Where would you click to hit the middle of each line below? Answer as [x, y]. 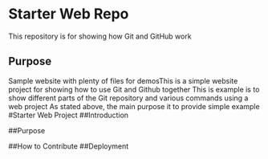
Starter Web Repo [69, 14]
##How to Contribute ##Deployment [69, 146]
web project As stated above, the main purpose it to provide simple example [134, 106]
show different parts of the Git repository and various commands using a [128, 98]
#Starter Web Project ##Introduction [69, 115]
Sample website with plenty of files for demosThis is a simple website [123, 80]
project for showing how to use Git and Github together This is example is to [134, 89]
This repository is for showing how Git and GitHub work [100, 36]
